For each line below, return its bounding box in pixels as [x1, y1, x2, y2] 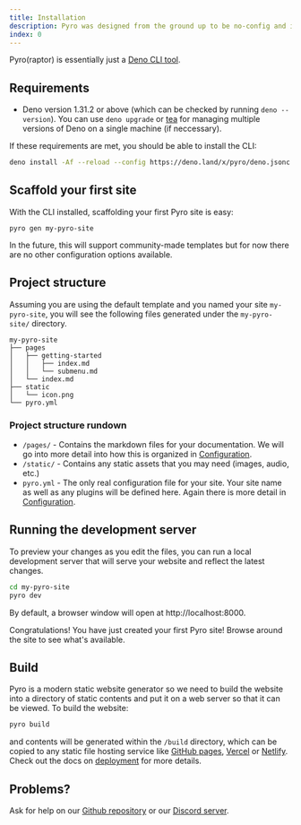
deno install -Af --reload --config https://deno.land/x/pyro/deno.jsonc [9, 158, 291, 167]
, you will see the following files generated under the [45, 308, 239, 319]
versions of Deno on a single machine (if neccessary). [21, 123, 222, 135]
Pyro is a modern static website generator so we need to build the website [9, 683, 284, 695]
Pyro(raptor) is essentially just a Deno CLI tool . [9, 55, 181, 65]
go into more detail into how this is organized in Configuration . [21, 448, 253, 459]
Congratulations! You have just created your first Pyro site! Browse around [9, 624, 283, 635]
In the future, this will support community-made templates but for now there [9, 239, 289, 250]
